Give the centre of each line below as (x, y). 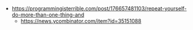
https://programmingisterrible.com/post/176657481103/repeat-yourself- (99, 9)
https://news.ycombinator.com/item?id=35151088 (81, 21)
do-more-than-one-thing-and (48, 15)
